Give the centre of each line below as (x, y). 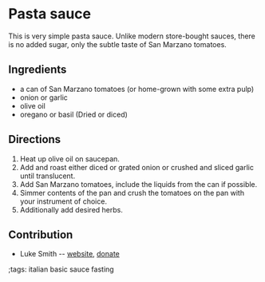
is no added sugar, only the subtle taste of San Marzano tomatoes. (118, 44)
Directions (35, 139)
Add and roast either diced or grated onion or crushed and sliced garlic (136, 167)
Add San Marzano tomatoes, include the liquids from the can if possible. (138, 184)
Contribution (41, 234)
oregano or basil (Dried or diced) (73, 114)
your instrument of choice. (63, 201)
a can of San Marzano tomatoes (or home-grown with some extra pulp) (137, 89)
